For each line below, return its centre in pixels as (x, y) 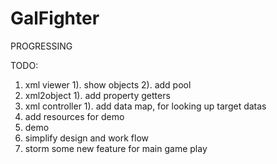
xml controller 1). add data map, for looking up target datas (145, 106)
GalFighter (55, 18)
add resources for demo (74, 116)
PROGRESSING (41, 46)
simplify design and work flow (87, 138)
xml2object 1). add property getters (97, 95)
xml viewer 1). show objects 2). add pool (108, 84)
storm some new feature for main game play (116, 148)
